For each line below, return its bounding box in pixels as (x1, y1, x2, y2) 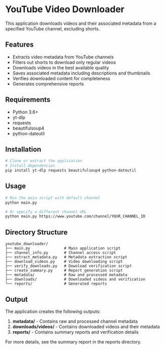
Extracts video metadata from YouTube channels (12, 54, 114, 60)
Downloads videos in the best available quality (12, 64, 109, 70)
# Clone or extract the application (5, 159, 82, 164)
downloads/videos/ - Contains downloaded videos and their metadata (12, 323, 160, 330)
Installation (5, 145, 41, 153)
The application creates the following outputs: (5, 308, 101, 315)
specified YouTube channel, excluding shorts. (5, 25, 100, 31)
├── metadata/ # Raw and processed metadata (5, 273, 128, 278)
